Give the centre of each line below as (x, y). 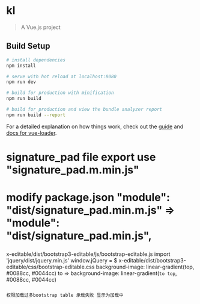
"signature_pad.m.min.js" (73, 170)
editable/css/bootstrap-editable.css (50, 267)
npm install (21, 66)
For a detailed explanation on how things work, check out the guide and (95, 126)
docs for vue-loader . (32, 132)
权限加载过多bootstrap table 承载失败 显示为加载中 (65, 295)
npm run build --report (36, 115)
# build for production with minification (60, 93)
